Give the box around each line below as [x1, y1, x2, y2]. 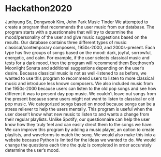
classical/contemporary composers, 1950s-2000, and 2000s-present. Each [5, 44, 156, 50]
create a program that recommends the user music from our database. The [5, 24, 155, 29]
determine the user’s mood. [5, 147, 60, 153]
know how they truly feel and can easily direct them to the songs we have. [5, 121, 153, 127]
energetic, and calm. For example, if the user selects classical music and [5, 55, 150, 60]
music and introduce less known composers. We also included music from [5, 80, 153, 86]
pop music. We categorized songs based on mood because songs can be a [5, 101, 156, 107]
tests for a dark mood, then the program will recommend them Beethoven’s [5, 60, 155, 66]
